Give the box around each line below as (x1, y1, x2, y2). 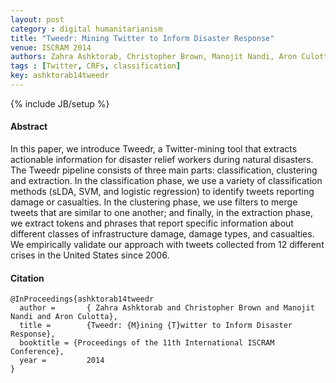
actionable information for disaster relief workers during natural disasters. (10, 154, 314, 166)
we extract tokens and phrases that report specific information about (10, 217, 294, 230)
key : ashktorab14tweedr (10, 71, 110, 81)
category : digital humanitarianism (10, 24, 163, 34)
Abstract (10, 121, 48, 133)
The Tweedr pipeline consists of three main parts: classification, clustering (10, 164, 318, 176)
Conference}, (10, 347, 65, 357)
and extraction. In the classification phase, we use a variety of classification (10, 175, 323, 187)
